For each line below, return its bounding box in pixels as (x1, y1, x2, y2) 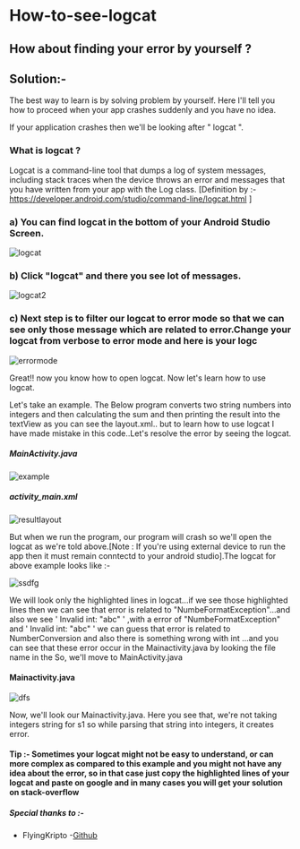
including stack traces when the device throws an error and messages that (9, 174, 285, 184)
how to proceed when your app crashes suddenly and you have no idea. (9, 105, 276, 116)
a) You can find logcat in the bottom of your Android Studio (9, 216, 270, 228)
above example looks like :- (9, 560, 110, 570)
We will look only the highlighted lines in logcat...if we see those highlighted (9, 595, 288, 605)
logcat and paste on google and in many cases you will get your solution (9, 777, 284, 788)
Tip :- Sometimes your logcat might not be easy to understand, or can (9, 749, 274, 759)
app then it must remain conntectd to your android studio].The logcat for (9, 550, 277, 561)
